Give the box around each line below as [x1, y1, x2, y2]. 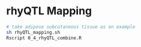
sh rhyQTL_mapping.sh [6, 29, 61, 35]
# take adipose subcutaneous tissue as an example [6, 24, 136, 30]
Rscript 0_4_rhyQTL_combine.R [6, 35, 82, 41]
